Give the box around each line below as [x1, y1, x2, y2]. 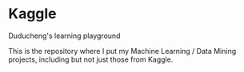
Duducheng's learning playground [8, 31, 121, 40]
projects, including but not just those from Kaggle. [8, 55, 174, 64]
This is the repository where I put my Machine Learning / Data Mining [8, 46, 237, 55]
